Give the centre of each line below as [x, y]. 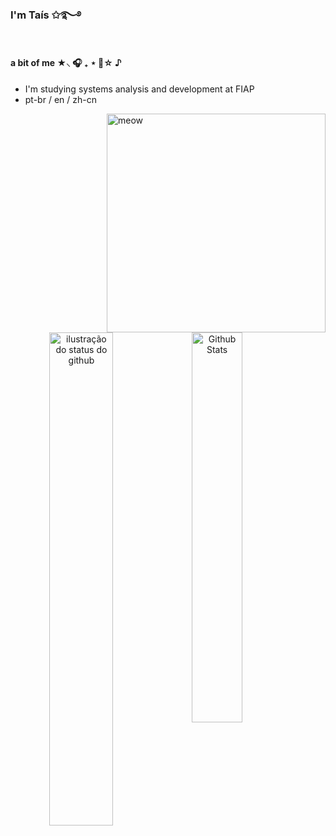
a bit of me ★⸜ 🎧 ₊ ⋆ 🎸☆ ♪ [66, 63]
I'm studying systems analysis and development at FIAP [139, 89]
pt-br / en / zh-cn [60, 99]
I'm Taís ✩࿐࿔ [46, 15]
